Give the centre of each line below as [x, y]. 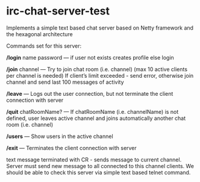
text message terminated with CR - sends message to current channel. [94, 159]
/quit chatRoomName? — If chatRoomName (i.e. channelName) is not [92, 111]
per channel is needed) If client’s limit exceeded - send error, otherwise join [100, 75]
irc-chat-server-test [58, 11]
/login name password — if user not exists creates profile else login [90, 57]
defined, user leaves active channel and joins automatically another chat [96, 118]
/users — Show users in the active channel [60, 136]
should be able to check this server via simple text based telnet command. [98, 172]
